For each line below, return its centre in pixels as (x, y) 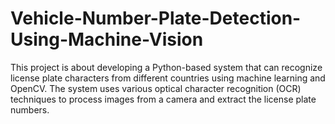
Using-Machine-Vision (107, 39)
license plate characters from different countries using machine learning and (168, 78)
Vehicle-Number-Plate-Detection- (156, 18)
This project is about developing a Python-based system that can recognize (166, 67)
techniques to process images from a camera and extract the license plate (163, 99)
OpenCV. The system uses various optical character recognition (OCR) (156, 88)
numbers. (30, 109)
